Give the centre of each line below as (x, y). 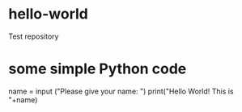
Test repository (34, 36)
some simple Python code (98, 69)
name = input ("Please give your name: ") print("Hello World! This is (121, 91)
